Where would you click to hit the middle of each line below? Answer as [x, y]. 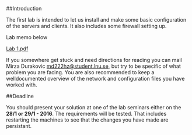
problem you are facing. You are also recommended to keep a [80, 72]
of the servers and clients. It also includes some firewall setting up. [86, 26]
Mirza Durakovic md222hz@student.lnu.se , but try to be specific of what [93, 66]
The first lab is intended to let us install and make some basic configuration [96, 20]
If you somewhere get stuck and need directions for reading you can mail [94, 60]
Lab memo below [27, 37]
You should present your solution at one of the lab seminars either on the [94, 107]
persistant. [19, 126]
